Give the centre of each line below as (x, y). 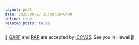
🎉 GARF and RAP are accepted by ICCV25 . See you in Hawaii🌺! (70, 37)
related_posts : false (28, 23)
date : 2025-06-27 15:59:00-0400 (39, 14)
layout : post (19, 10)
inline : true (19, 19)
